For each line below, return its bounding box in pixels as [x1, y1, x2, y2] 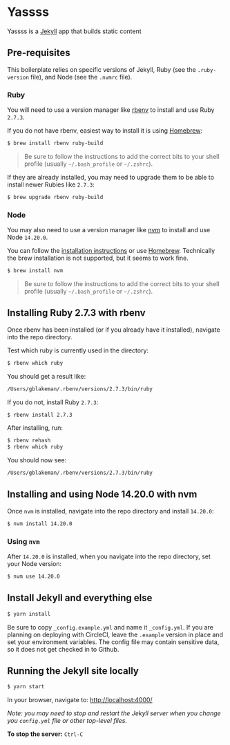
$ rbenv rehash [7, 437, 51, 444]
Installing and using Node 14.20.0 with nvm [7, 489, 198, 500]
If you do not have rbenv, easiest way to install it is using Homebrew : [7, 126, 203, 135]
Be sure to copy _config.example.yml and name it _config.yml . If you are [7, 623, 214, 631]
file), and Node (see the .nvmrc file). [30, 73, 133, 81]
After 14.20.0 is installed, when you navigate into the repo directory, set [7, 552, 211, 560]
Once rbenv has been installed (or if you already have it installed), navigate [7, 326, 220, 334]
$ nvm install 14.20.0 [7, 520, 73, 527]
